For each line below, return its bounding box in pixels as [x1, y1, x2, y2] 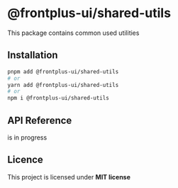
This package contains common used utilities [7, 28, 140, 37]
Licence [7, 154, 44, 166]
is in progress [7, 133, 48, 142]
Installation [7, 49, 58, 61]
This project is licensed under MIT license [7, 172, 131, 181]
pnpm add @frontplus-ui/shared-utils [7, 68, 119, 75]
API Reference [7, 114, 72, 126]
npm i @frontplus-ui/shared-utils [7, 95, 110, 102]
